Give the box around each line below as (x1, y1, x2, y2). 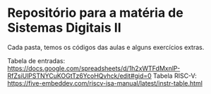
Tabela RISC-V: (152, 72, 197, 80)
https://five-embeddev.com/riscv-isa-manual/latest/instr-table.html (7, 79, 203, 87)
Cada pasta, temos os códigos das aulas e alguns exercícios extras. (7, 43, 205, 51)
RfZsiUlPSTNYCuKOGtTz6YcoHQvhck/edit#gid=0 (7, 72, 152, 80)
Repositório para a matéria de (7, 5, 183, 21)
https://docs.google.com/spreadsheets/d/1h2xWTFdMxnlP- (7, 64, 181, 72)
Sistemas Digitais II (7, 20, 121, 36)
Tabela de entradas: (7, 56, 66, 65)
